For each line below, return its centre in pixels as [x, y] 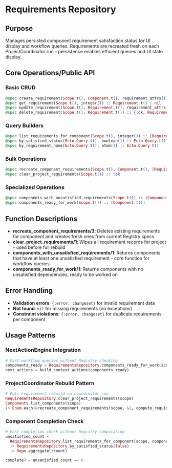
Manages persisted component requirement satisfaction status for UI [78, 40]
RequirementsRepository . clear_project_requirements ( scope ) [70, 399]
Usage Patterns [30, 336]
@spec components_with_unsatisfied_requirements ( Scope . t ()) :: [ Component [87, 198]
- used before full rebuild [39, 247]
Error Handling [29, 291]
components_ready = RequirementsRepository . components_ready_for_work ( [83, 365]
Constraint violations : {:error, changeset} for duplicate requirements [87, 314]
